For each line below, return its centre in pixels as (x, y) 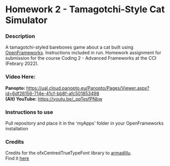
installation (17, 129)
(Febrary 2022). (22, 64)
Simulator (26, 20)
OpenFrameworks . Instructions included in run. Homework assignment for (83, 53)
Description (20, 36)
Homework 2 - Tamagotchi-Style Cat (85, 9)
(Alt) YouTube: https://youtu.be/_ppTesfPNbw (54, 99)
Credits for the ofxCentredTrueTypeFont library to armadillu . (69, 153)
